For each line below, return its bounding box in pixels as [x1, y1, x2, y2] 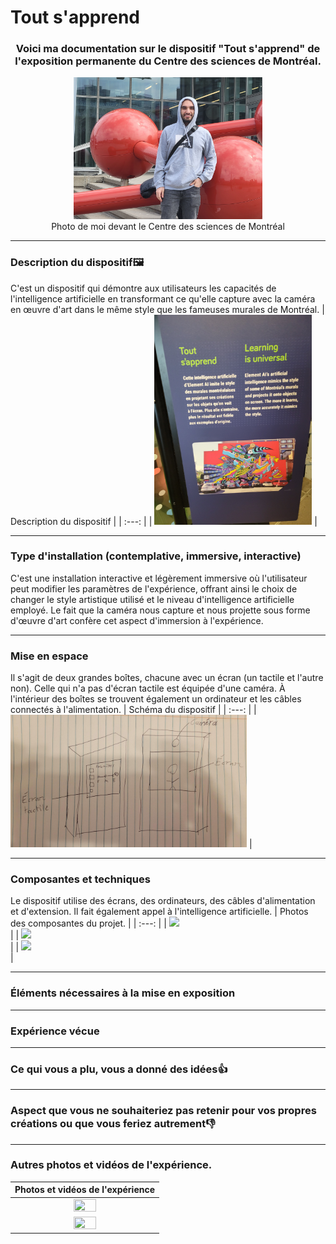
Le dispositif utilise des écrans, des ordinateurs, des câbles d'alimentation [10, 895, 316, 907]
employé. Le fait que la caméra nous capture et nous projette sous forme [10, 604, 311, 616]
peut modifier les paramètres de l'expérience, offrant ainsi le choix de [10, 582, 298, 595]
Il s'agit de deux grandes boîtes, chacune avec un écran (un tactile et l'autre [10, 672, 324, 684]
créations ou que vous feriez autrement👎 [10, 1117, 216, 1131]
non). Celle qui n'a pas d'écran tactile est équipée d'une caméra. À [10, 682, 286, 695]
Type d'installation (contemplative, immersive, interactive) [10, 549, 302, 563]
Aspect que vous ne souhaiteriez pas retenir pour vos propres [10, 1104, 317, 1118]
